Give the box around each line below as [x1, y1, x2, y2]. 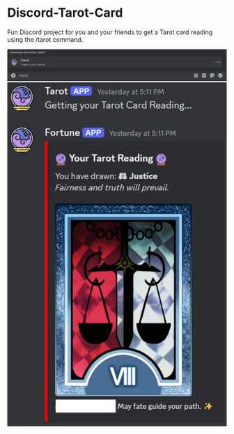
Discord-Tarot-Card [7, 5, 123, 21]
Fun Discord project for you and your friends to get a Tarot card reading [7, 28, 213, 36]
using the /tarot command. [7, 35, 84, 43]
